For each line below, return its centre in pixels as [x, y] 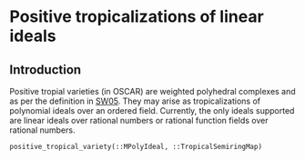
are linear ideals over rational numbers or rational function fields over [139, 120]
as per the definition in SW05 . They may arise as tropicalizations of [135, 101]
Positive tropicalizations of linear [137, 17]
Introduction [46, 70]
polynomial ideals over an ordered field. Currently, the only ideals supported [152, 110]
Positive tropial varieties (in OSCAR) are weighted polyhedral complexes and [152, 91]
